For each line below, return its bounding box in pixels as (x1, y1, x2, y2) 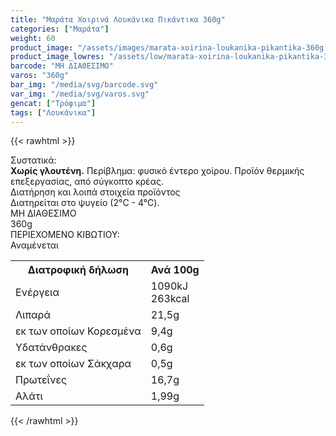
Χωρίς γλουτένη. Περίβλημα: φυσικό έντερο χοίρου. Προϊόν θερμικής (10, 165, 305, 177)
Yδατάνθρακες (15, 341, 88, 355)
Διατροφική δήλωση (27, 263, 129, 277)
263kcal (150, 292, 190, 306)
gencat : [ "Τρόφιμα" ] (10, 98, 97, 108)
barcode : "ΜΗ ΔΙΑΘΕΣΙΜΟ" (10, 61, 114, 71)
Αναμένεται (10, 239, 59, 251)
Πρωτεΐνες (15, 373, 68, 387)
